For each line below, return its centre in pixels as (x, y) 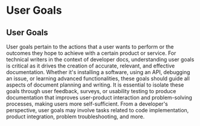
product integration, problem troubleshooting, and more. (76, 116)
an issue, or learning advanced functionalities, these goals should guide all (98, 79)
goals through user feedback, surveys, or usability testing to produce (91, 91)
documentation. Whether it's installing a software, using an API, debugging (98, 72)
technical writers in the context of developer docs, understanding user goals (100, 59)
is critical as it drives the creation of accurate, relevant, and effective (90, 66)
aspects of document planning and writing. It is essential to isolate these (95, 85)
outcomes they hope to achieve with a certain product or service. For (91, 53)
